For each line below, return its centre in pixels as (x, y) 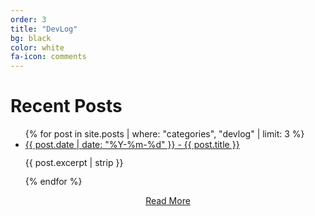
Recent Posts (66, 106)
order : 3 (28, 19)
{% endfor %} (53, 182)
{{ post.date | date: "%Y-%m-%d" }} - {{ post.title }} (132, 145)
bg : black (31, 38)
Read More (168, 201)
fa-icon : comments (48, 57)
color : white (37, 47)
